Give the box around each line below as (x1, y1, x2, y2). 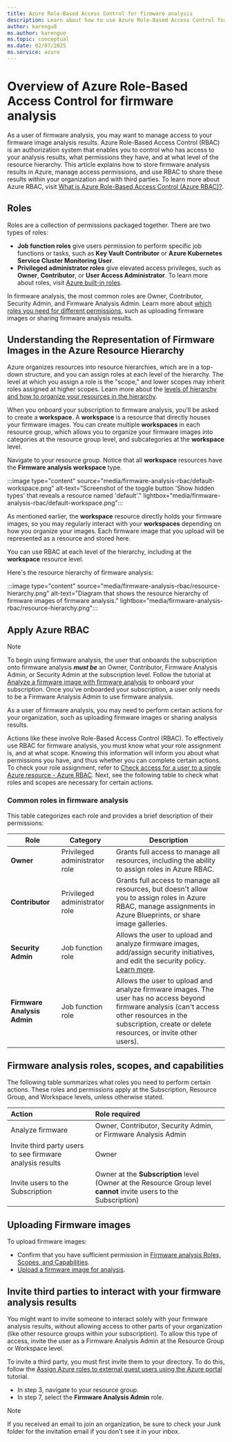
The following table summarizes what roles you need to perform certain (7, 1078, 211, 1087)
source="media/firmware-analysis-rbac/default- (77, 477, 215, 485)
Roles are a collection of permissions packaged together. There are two (7, 221, 211, 229)
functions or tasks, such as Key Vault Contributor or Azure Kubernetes (17, 249, 222, 257)
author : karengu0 (7, 23, 57, 30)
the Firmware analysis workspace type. (7, 463, 122, 471)
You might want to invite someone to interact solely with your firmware (7, 1315, 209, 1323)
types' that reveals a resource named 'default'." (7, 492, 142, 500)
